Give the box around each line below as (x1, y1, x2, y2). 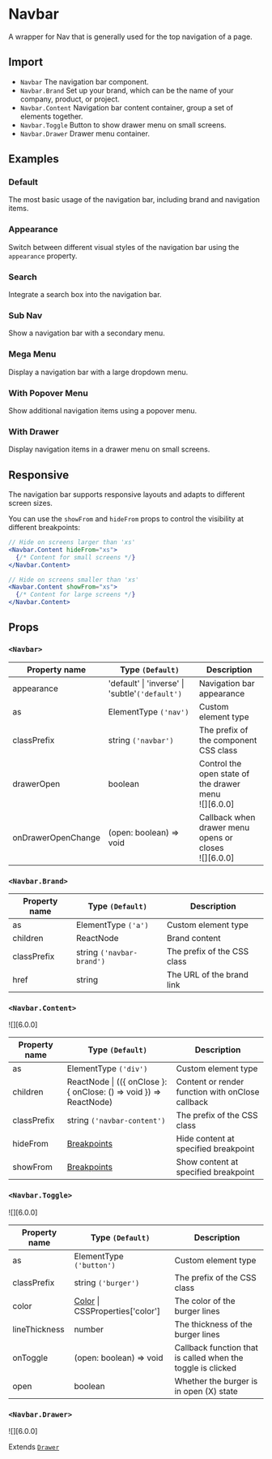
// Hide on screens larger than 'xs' (8, 538, 136, 546)
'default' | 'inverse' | (108, 677, 185, 688)
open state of (198, 768, 250, 779)
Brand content (166, 933, 221, 944)
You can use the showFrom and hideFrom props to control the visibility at (8, 514, 244, 524)
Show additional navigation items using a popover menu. (8, 405, 198, 415)
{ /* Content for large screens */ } (15, 590, 136, 599)
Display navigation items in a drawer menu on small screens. (8, 444, 210, 455)
